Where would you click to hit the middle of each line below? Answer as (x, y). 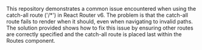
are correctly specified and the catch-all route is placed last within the (94, 34)
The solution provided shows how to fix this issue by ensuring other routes (100, 28)
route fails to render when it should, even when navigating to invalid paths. (100, 21)
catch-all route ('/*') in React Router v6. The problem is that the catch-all (97, 15)
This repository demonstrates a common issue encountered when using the (101, 9)
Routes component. (31, 41)
